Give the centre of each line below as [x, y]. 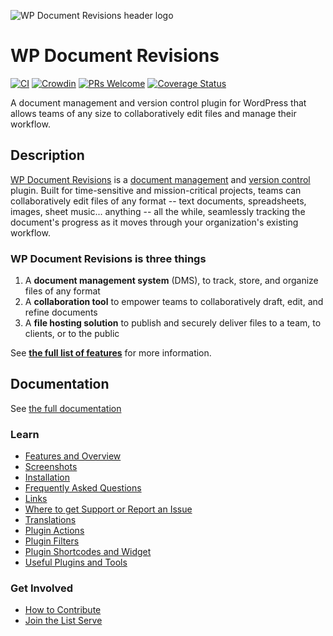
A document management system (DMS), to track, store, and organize [171, 281]
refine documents [61, 312]
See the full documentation [66, 408]
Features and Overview [73, 456]
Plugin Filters [52, 541]
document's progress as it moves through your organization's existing [154, 222]
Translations [50, 520]
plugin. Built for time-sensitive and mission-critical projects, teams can [156, 190]
